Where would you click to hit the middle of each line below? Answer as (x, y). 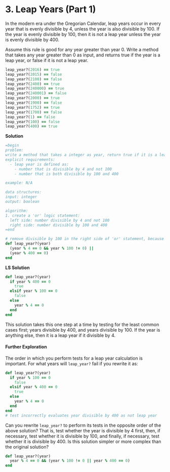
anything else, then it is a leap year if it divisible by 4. (60, 335)
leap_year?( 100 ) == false (32, 122)
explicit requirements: (30, 159)
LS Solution (17, 268)
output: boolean (22, 202)
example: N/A (19, 183)
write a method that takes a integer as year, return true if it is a (81, 155)
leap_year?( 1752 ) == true (32, 107)
